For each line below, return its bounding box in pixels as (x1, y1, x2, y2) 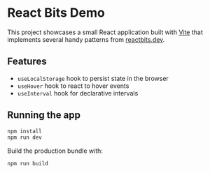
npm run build (7, 160, 49, 167)
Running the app (7, 110, 80, 121)
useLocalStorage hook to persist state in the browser (17, 74, 169, 82)
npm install (7, 128, 42, 135)
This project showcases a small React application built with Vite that (7, 28, 203, 36)
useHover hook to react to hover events (17, 82, 129, 90)
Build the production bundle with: (7, 146, 104, 155)
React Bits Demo (7, 5, 105, 21)
